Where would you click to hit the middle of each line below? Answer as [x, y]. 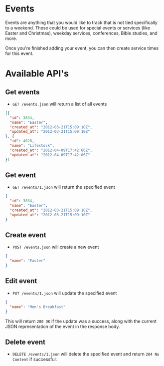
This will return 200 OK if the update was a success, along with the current [81, 321]
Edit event [21, 281]
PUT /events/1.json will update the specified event [65, 293]
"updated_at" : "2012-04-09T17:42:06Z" [50, 155]
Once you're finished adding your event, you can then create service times [82, 48]
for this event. [19, 53]
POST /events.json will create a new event [56, 247]
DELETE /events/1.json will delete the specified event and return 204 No [86, 354]
